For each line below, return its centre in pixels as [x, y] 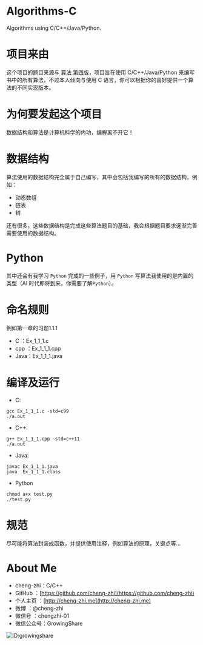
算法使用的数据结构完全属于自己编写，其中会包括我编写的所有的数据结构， [99, 177]
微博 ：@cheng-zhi [39, 609]
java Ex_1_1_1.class [34, 471]
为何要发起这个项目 [54, 114]
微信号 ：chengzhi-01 [42, 616]
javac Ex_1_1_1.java [32, 466]
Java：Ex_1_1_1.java [38, 356]
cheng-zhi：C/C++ [39, 586]
